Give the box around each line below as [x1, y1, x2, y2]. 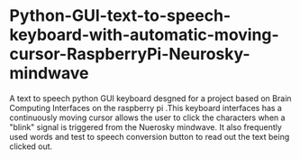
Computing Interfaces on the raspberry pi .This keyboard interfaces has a [9, 102, 282, 113]
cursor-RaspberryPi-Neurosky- [9, 44, 250, 64]
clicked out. [9, 141, 53, 152]
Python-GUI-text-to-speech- [9, 5, 232, 26]
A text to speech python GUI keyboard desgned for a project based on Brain [9, 92, 292, 104]
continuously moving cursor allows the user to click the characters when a [9, 112, 286, 123]
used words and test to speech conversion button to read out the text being [9, 131, 290, 142]
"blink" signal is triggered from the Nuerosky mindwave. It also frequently [9, 121, 282, 132]
